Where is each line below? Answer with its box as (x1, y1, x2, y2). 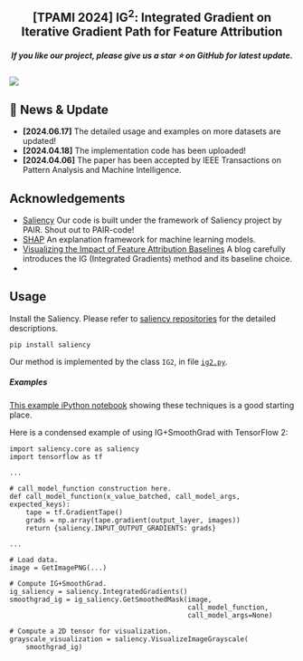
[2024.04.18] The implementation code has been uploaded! (22, 145, 246, 157)
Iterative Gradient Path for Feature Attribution (21, 24, 283, 40)
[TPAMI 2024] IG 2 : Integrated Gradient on (32, 7, 272, 25)
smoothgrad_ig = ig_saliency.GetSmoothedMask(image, (9, 595, 213, 604)
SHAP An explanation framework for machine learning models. (22, 234, 256, 244)
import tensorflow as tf (9, 452, 103, 461)
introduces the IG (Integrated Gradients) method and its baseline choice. (22, 253, 292, 263)
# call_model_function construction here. (9, 484, 172, 493)
